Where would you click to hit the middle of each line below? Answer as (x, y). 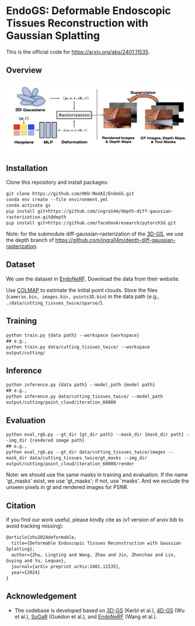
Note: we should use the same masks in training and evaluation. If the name (97, 475)
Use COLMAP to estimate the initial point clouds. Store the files (82, 290)
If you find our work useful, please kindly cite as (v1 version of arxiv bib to (95, 520)
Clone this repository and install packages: (58, 182)
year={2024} (26, 573)
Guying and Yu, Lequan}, (36, 561)
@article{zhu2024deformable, (41, 538)
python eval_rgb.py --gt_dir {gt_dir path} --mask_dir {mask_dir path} (95, 435)
